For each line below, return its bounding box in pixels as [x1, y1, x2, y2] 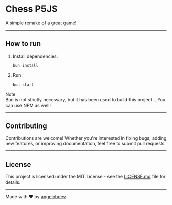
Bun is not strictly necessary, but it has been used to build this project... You [5, 96, 166, 102]
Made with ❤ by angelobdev [5, 194, 66, 200]
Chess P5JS [5, 3, 58, 15]
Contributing [5, 121, 47, 130]
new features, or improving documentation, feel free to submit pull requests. [5, 141, 166, 147]
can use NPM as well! [5, 102, 51, 108]
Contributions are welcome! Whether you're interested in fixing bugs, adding [5, 135, 167, 141]
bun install [12, 63, 38, 68]
